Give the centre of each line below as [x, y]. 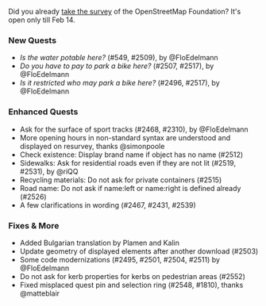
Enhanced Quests [43, 112]
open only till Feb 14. [42, 20]
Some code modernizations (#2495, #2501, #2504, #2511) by [120, 259]
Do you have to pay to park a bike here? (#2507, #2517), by [117, 66]
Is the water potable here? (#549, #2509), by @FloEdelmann [119, 58]
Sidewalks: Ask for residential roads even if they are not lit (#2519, [128, 163]
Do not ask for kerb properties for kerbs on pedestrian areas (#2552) [133, 276]
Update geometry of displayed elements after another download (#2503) [139, 251]
